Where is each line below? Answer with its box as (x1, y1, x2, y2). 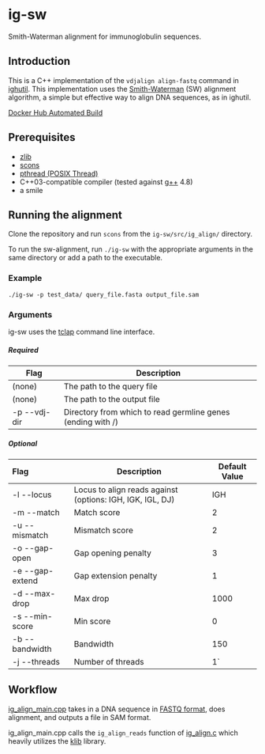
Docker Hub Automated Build (8, 108, 103, 117)
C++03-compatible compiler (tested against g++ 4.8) (19, 176, 193, 187)
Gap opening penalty (73, 548, 152, 559)
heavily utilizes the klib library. (8, 736, 106, 745)
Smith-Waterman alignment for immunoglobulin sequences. (8, 32, 202, 41)
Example (8, 273, 43, 284)
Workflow (8, 683, 58, 697)
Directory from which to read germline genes (63, 406, 230, 417)
